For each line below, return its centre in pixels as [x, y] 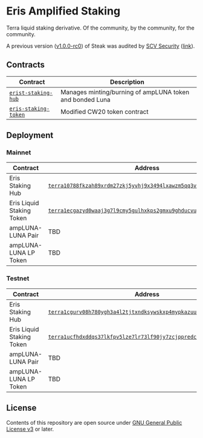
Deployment [30, 135]
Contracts [26, 65]
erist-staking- [31, 93]
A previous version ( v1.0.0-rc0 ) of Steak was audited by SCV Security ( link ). [101, 46]
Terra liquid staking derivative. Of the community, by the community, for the [100, 28]
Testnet [18, 279]
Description [127, 81]
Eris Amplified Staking [63, 11]
